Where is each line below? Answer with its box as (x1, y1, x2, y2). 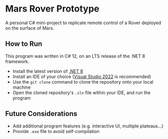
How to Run (5, 40, 43, 48)
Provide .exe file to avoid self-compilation (12, 128, 100, 134)
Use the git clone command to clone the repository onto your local (12, 79, 153, 85)
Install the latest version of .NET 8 (12, 68, 83, 74)
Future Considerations (5, 109, 77, 118)
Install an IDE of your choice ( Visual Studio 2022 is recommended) (12, 74, 152, 80)
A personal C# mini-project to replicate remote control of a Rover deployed (5, 20, 161, 26)
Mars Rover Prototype (5, 3, 100, 15)
